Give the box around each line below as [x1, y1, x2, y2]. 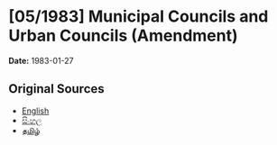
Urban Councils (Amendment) [8, 25, 238, 46]
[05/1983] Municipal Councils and [8, 6, 269, 27]
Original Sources [8, 81, 105, 96]
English [21, 105, 50, 116]
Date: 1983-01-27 [8, 55, 74, 66]
